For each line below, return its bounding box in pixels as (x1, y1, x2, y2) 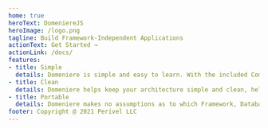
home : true (8, 11, 45, 20)
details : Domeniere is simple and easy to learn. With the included (15, 71, 248, 79)
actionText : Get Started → (8, 41, 98, 49)
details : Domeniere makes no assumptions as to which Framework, (15, 100, 238, 108)
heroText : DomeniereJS (8, 19, 84, 27)
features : (8, 56, 41, 64)
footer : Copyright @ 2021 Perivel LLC (8, 108, 137, 116)
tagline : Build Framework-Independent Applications (8, 33, 183, 42)
